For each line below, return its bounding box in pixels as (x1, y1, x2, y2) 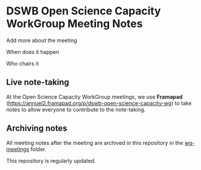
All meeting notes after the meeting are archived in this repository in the (6, 139, 184, 146)
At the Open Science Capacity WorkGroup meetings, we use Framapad (6, 93, 183, 100)
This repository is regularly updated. (6, 157, 96, 164)
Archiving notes (6, 123, 68, 133)
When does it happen (6, 48, 59, 55)
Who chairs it (6, 60, 39, 67)
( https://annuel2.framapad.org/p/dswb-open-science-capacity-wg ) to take (6, 99, 192, 107)
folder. (30, 145, 47, 153)
